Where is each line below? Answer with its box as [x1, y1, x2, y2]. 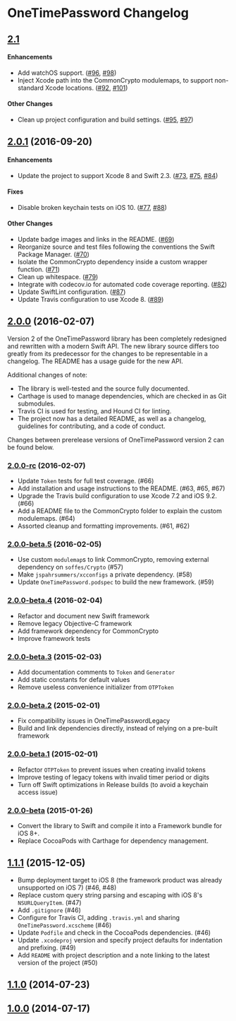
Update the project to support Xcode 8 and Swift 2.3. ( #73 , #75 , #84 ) [17, 171, 218, 179]
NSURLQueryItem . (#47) [17, 898, 82, 907]
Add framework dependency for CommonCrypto [17, 627, 159, 635]
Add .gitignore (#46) [17, 906, 81, 914]
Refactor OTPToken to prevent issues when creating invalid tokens [17, 765, 206, 774]
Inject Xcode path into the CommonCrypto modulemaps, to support [17, 76, 213, 84]
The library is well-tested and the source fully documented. [17, 384, 190, 393]
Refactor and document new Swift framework [17, 611, 150, 620]
